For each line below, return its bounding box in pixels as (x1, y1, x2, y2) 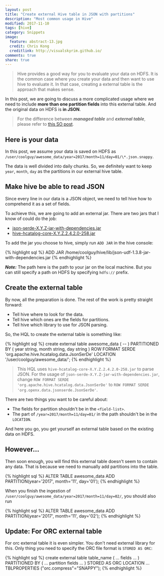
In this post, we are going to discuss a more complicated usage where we (5, 96, 154, 102)
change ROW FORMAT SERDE (17, 376, 69, 382)
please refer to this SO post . (17, 121, 74, 127)
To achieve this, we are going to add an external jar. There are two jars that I (5, 210, 159, 216)
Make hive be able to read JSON (5, 183, 105, 191)
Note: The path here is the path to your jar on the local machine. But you (5, 264, 152, 270)
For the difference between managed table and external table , (17, 116, 146, 122)
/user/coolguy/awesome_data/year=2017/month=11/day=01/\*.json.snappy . (5, 154, 154, 160)
